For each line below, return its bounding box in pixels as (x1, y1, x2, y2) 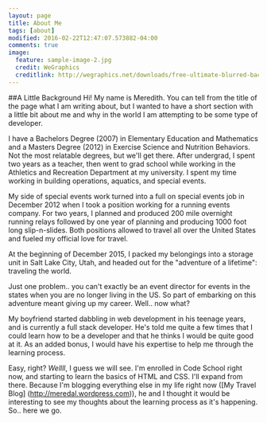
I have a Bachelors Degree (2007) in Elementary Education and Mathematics (8, 133, 258, 143)
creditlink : (15, 71, 56, 79)
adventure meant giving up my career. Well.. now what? (8, 298, 191, 307)
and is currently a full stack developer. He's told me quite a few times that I (8, 322, 253, 331)
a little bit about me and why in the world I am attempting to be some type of (8, 109, 258, 119)
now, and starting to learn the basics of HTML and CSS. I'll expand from (8, 371, 243, 381)
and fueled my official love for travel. (8, 233, 129, 243)
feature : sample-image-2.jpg (15, 57, 112, 65)
